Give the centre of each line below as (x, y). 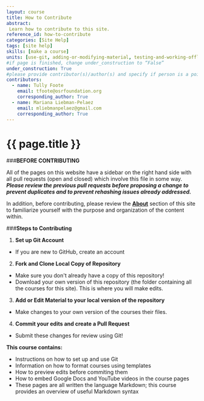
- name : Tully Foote (38, 86)
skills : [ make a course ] (38, 52)
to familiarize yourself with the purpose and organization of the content (95, 210)
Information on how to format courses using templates (83, 366)
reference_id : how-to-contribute (49, 35)
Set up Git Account (39, 240)
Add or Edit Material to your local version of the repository (90, 300)
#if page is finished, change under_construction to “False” (85, 63)
